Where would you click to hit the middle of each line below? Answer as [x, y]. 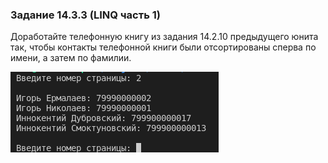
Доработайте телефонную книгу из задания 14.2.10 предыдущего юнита [164, 37]
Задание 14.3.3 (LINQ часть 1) [85, 15]
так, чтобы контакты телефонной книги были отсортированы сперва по [163, 47]
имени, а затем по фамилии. [71, 58]
